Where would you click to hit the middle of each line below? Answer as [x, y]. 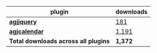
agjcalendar [26, 31]
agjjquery [23, 22]
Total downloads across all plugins [59, 41]
